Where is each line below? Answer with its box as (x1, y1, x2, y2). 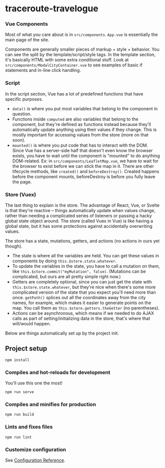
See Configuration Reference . (5, 457, 66, 463)
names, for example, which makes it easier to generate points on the (12, 300, 151, 306)
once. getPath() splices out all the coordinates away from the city (12, 295, 146, 301)
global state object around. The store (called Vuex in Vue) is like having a (5, 218, 154, 224)
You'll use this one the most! (5, 380, 63, 386)
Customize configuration (5, 446, 66, 453)
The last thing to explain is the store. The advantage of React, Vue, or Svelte (5, 202, 160, 208)
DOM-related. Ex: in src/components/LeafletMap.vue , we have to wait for (12, 158, 159, 164)
